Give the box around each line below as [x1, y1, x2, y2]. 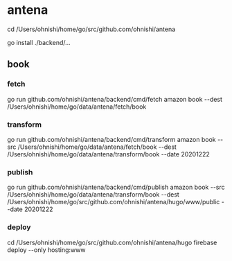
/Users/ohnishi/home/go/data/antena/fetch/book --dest [17, 143, 177, 151]
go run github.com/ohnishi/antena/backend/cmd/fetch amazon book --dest [7, 95, 223, 103]
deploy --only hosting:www [7, 245, 86, 254]
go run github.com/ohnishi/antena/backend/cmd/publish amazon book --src [7, 183, 225, 192]
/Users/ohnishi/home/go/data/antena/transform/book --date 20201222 [7, 150, 210, 158]
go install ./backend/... [7, 38, 71, 46]
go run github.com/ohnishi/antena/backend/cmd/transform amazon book [7, 135, 216, 143]
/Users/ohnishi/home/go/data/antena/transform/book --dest [7, 190, 180, 199]
